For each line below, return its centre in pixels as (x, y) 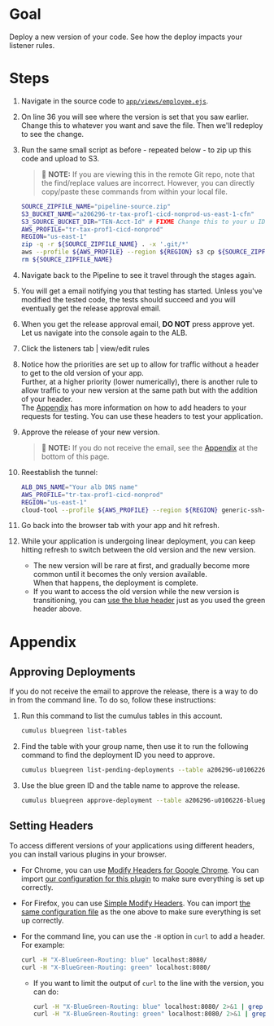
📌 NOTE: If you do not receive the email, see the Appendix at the (150, 447)
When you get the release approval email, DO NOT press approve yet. (138, 324)
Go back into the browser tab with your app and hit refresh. (120, 526)
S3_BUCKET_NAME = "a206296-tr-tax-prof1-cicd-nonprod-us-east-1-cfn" (137, 214)
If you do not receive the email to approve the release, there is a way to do (134, 691)
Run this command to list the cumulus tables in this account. (122, 716)
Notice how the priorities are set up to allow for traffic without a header (140, 364)
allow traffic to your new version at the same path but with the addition (139, 390)
